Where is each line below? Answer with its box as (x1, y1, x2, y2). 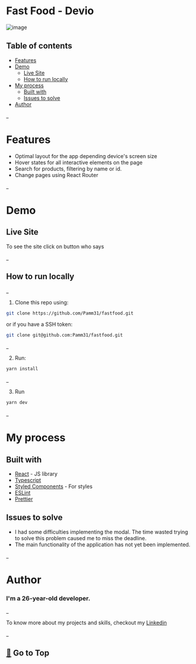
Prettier (14, 496, 33, 502)
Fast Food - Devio (6, 4, 94, 18)
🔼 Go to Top (6, 647, 50, 658)
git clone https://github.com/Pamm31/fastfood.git (6, 310, 134, 316)
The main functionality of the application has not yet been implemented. (14, 541, 191, 548)
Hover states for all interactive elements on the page (14, 159, 143, 166)
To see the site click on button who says (6, 243, 105, 250)
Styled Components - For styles (14, 483, 93, 490)
